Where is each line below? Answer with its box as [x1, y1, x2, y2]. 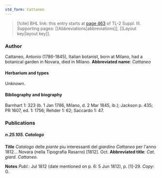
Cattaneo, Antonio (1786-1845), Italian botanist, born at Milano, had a [5, 54, 143, 59]
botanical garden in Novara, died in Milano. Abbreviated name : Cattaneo [5, 59, 151, 64]
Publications [5, 119, 35, 126]
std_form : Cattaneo [5, 7, 45, 12]
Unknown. [5, 81, 26, 87]
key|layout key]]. [16, 30, 50, 36]
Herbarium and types [5, 70, 49, 75]
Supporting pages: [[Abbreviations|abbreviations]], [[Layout [16, 25, 137, 31]
